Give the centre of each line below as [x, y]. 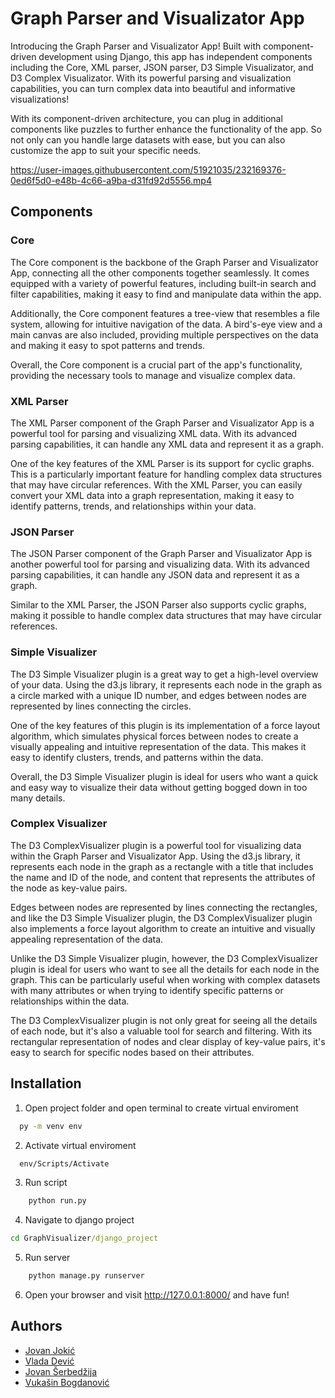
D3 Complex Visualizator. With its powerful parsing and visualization [151, 78]
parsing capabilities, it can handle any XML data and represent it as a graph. [167, 444]
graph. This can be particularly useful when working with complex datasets [165, 979]
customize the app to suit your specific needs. [106, 150]
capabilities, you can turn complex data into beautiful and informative [153, 88]
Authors [36, 1326]
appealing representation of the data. [87, 939]
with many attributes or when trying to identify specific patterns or [147, 990]
